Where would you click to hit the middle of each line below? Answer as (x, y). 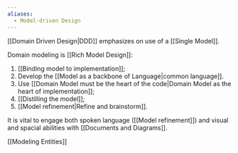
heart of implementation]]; (56, 91)
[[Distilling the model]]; (51, 99)
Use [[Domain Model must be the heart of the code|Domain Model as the (124, 83)
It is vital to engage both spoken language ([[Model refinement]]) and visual (118, 120)
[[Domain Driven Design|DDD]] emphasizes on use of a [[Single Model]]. (114, 41)
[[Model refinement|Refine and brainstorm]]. (82, 106)
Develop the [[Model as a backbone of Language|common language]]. (120, 76)
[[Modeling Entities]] (37, 141)
